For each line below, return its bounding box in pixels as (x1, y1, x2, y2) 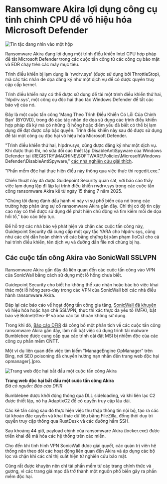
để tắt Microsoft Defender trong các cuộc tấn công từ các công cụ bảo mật (5, 56, 160, 62)
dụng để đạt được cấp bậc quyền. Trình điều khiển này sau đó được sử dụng (5, 127, 163, 133)
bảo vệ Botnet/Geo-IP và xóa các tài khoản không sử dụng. (5, 312, 127, 318)
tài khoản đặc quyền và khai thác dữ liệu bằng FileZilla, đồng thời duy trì (5, 412, 153, 419)
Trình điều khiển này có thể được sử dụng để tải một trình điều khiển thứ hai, (5, 91, 162, 97)
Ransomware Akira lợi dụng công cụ (5, 3, 158, 15)
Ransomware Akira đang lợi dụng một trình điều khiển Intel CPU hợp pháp (5, 51, 157, 57)
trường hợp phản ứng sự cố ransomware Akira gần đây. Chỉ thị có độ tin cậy (5, 203, 161, 209)
